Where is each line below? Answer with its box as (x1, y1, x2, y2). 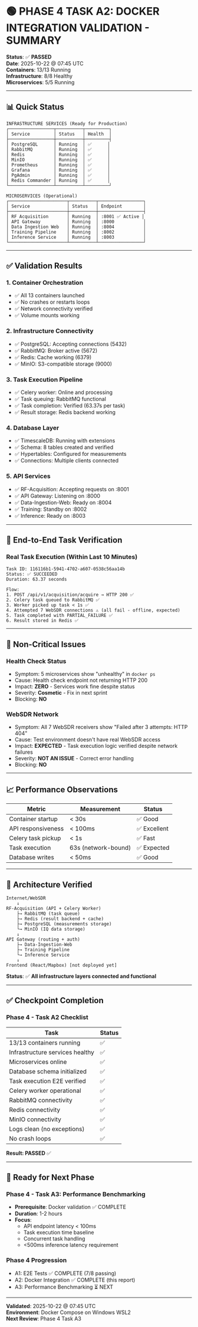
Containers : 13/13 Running (6, 66, 71, 73)
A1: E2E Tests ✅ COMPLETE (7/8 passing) (14, 1269, 117, 1277)
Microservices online (9, 1057, 67, 1066)
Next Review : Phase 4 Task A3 (6, 1315, 81, 1322)
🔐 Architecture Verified (6, 879, 93, 889)
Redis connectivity (9, 1105, 61, 1114)
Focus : (14, 1216, 32, 1224)
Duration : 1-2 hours (14, 1210, 63, 1217)
